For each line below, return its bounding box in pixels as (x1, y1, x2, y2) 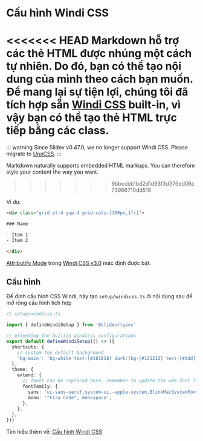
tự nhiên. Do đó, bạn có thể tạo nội (6, 59, 182, 73)
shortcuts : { (11, 344, 45, 350)
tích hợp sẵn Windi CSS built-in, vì (6, 98, 181, 112)
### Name (6, 221, 28, 227)
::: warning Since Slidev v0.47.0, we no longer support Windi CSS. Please (6, 144, 188, 151)
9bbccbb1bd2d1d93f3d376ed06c (111, 180, 195, 188)
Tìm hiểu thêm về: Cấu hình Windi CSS (6, 428, 103, 436)
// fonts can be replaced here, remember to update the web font (22, 378, 190, 384)
